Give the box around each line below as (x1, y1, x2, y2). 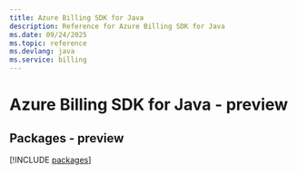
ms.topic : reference (9, 38, 88, 48)
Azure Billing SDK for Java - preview (9, 94, 289, 115)
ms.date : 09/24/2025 (9, 30, 88, 39)
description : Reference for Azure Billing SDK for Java (9, 22, 225, 31)
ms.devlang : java (9, 47, 75, 56)
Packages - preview (9, 130, 124, 146)
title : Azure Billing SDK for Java (9, 13, 144, 23)
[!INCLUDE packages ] (9, 155, 92, 165)
